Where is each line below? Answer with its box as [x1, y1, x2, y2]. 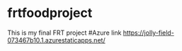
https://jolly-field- [123, 28, 175, 37]
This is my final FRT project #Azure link [7, 28, 122, 37]
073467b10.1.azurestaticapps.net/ [7, 35, 106, 44]
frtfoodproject [7, 5, 93, 21]
